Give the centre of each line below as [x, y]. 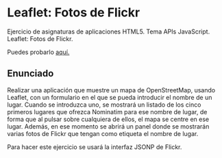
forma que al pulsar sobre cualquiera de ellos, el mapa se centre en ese [108, 119]
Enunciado [30, 74]
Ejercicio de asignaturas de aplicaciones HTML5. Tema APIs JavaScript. [109, 31]
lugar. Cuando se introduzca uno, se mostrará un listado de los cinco [104, 105]
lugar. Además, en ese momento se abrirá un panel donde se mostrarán [108, 126]
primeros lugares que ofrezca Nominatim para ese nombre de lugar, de [107, 111]
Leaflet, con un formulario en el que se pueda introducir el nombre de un [110, 97]
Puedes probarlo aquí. [38, 52]
